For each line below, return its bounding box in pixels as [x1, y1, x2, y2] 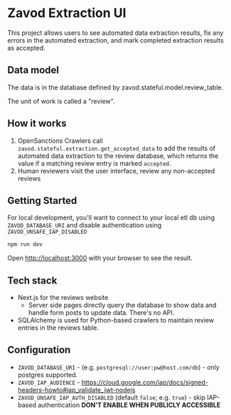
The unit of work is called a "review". [7, 97, 115, 105]
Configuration [7, 344, 71, 356]
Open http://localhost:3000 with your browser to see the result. [7, 254, 193, 262]
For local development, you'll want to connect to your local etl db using [7, 213, 215, 222]
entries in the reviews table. [17, 323, 100, 332]
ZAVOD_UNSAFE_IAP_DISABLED [7, 229, 87, 236]
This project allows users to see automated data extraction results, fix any [7, 28, 224, 37]
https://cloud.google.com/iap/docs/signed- [81, 378, 208, 387]
